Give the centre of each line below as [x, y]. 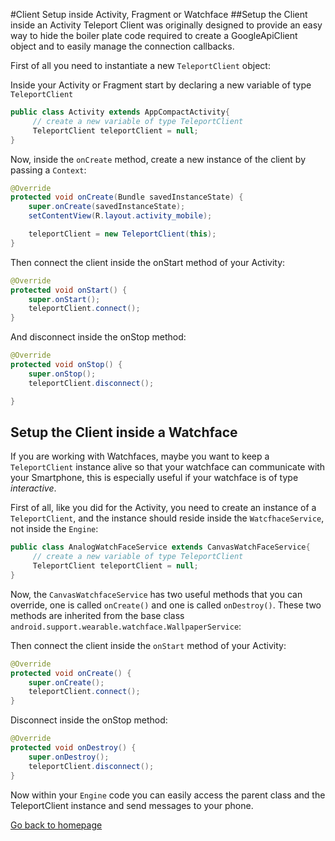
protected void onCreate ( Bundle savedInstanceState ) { [127, 197]
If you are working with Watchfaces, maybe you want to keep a [140, 456]
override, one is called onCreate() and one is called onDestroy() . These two [166, 605]
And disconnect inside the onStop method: [98, 337]
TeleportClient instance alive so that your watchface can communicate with [168, 467]
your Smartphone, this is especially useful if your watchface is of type [154, 478]
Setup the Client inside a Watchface [124, 432]
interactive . [33, 488]
